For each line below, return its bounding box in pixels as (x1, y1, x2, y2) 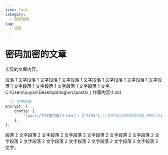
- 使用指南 (9, 16, 29, 21)
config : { (14, 108, 35, 114)
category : (5, 12, 26, 17)
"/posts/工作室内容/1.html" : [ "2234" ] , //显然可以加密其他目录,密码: (23, 113, 156, 118)
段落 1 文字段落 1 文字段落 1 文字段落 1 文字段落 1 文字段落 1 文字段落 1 (5, 77, 148, 83)
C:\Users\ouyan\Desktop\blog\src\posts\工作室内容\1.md (5, 89, 121, 95)
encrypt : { (5, 104, 28, 109)
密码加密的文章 (5, 49, 67, 60)
